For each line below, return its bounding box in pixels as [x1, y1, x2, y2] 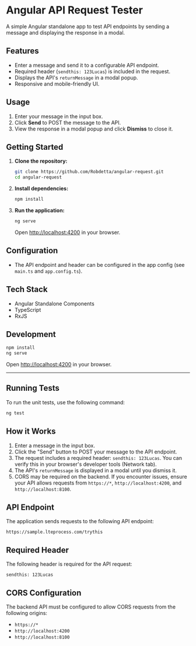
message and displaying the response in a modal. [6, 29, 125, 36]
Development [6, 329, 57, 339]
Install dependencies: [14, 185, 69, 192]
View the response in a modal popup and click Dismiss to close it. [14, 125, 173, 132]
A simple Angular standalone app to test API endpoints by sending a [6, 23, 170, 30]
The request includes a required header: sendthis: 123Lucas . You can [14, 454, 183, 461]
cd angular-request [14, 174, 62, 180]
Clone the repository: [14, 157, 68, 164]
